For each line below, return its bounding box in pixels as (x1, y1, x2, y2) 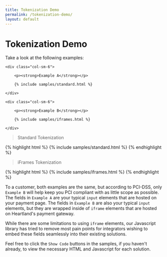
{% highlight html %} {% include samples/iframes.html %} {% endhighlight (5, 169, 159, 175)
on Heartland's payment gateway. (5, 211, 75, 217)
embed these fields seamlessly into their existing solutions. (5, 231, 127, 237)
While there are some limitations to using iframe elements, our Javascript (5, 220, 156, 226)
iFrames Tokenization (17, 159, 61, 165)
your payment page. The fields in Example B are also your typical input (5, 200, 150, 206)
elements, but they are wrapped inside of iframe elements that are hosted (5, 205, 157, 211)
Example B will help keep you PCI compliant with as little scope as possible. (5, 189, 159, 195)
